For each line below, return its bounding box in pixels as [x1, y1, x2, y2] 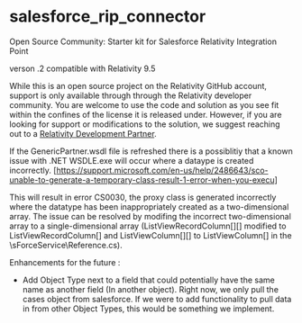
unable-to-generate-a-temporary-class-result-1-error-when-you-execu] [9, 174, 278, 185]
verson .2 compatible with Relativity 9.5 [9, 63, 156, 74]
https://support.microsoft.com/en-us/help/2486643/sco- [56, 165, 269, 175]
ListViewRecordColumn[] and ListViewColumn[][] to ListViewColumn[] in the [9, 229, 292, 240]
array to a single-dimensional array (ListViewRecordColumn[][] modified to [9, 220, 287, 231]
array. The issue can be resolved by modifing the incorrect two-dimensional [9, 211, 291, 221]
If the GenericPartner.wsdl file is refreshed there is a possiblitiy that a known [9, 146, 293, 157]
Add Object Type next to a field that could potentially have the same [22, 274, 275, 285]
